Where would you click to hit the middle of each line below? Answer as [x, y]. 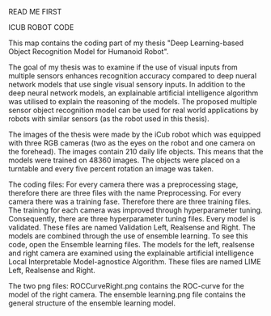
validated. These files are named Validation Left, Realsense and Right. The [132, 227]
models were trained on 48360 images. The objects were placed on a [124, 160]
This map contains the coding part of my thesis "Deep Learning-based [126, 43]
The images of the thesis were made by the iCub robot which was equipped [135, 134]
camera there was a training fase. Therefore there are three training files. [130, 202]
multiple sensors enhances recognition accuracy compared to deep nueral [133, 76]
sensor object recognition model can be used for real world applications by [133, 110]
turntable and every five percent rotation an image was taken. [111, 169]
